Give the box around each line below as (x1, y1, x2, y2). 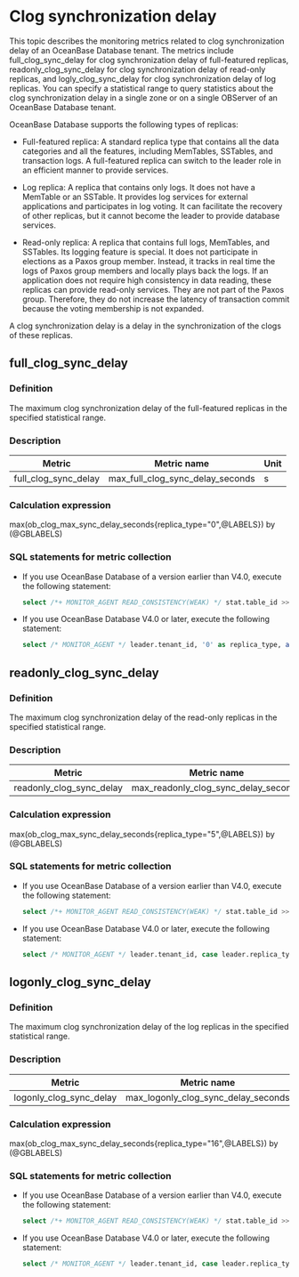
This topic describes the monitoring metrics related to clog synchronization (9, 36, 285, 46)
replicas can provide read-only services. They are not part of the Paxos (21, 284, 285, 295)
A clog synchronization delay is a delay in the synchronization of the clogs (9, 320, 282, 331)
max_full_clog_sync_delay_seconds (108, 472, 255, 484)
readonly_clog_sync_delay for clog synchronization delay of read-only (9, 64, 266, 75)
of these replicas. (9, 329, 73, 340)
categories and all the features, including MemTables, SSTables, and (21, 145, 273, 157)
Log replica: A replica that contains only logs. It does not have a (21, 182, 255, 192)
